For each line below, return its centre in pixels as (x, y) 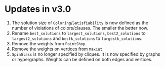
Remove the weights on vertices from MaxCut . (58, 49)
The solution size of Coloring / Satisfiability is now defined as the (80, 23)
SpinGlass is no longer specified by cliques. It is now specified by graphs (86, 54)
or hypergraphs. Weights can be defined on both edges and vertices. (82, 59)
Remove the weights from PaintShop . (49, 43)
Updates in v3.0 (38, 9)
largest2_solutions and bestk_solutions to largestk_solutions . (77, 38)
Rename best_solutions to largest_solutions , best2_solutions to (79, 33)
